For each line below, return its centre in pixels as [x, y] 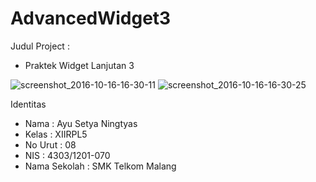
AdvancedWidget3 [91, 18]
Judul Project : [40, 46]
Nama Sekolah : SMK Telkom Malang [100, 166]
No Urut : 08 [50, 144]
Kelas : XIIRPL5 [56, 134]
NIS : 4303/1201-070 [67, 155]
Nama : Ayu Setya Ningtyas [81, 123]
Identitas [28, 104]
